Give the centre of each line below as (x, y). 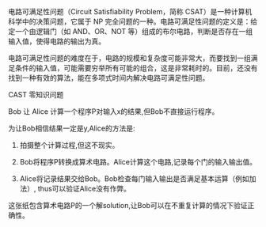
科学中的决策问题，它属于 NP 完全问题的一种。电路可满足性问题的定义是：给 (133, 21)
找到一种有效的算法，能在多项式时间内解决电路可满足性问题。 (109, 78)
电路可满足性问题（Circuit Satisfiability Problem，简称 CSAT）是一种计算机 (130, 11)
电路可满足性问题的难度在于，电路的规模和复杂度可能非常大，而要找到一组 (129, 58)
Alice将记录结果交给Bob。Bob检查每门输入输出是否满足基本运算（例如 (134, 179)
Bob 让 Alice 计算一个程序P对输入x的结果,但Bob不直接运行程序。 (114, 112)
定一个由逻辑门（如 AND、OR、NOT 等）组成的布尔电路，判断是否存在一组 (131, 31)
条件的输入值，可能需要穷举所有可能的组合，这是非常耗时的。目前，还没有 (136, 68)
